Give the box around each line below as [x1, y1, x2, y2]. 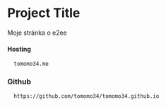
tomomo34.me [13, 60, 49, 68]
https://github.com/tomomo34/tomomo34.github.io [13, 93, 160, 100]
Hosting [7, 45, 32, 53]
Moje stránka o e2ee [7, 28, 67, 37]
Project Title [7, 5, 81, 21]
